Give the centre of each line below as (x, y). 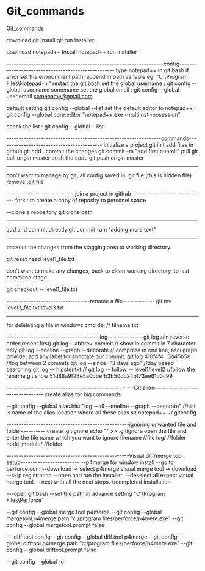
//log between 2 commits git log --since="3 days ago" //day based (90, 363)
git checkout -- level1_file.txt (42, 289)
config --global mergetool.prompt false (56, 525)
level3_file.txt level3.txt (35, 308)
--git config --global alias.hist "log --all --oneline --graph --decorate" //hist (101, 406)
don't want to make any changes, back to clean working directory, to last (98, 271)
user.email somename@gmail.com (49, 96)
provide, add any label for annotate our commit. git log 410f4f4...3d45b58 (99, 356)
